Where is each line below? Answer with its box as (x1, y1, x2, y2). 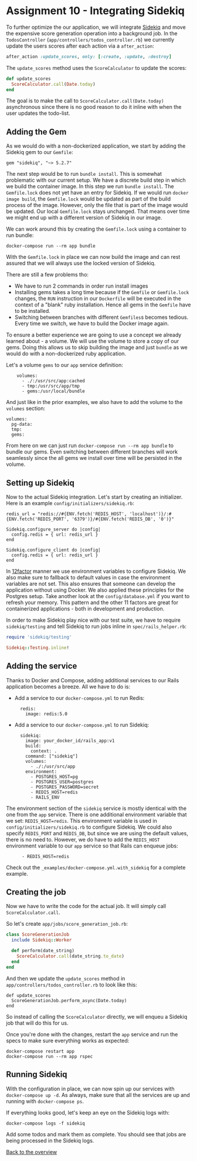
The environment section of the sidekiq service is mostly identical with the (6, 805, 186, 812)
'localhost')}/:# (129, 511, 172, 517)
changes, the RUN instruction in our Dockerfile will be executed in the (14, 295, 182, 302)
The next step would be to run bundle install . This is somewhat (6, 171, 162, 178)
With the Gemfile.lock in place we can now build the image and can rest (6, 253, 181, 261)
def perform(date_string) (11, 948, 75, 954)
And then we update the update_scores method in (6, 975, 125, 982)
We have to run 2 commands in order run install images (14, 282, 148, 289)
